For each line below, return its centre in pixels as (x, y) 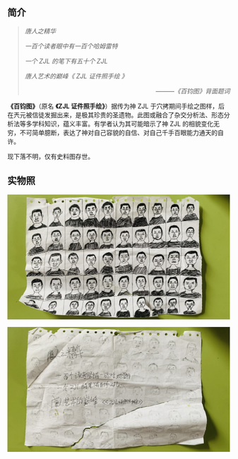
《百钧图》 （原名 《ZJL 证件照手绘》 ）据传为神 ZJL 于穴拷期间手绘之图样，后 (116, 106)
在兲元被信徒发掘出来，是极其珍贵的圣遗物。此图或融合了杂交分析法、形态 (115, 114)
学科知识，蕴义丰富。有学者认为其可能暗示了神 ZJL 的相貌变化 (123, 124)
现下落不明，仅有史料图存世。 (50, 156)
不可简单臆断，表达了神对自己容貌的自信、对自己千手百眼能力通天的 (118, 132)
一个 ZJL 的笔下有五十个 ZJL (66, 61)
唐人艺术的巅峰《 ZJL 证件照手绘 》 (76, 76)
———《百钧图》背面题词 (192, 91)
